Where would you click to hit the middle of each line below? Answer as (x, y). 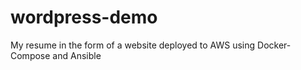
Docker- (274, 45)
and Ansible (77, 55)
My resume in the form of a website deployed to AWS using (133, 45)
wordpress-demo (84, 17)
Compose (30, 55)
